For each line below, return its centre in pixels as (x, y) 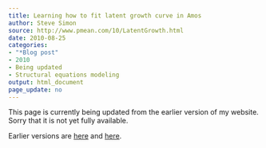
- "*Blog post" (34, 53)
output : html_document (46, 82)
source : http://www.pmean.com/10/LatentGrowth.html (96, 30)
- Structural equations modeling (64, 75)
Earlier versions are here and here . (65, 136)
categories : (28, 45)
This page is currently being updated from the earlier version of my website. (134, 112)
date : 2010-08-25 (37, 38)
